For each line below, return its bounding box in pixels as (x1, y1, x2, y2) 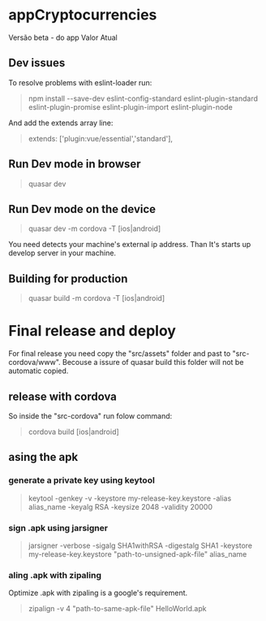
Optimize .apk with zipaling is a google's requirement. (8, 588, 188, 598)
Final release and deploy (8, 322, 177, 341)
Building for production (8, 271, 128, 285)
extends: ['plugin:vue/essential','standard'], (28, 133, 173, 143)
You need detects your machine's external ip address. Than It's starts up (8, 240, 251, 250)
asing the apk (8, 450, 79, 464)
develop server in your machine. (8, 248, 116, 258)
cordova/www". (8, 358, 61, 367)
